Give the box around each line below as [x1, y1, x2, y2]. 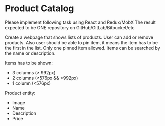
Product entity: [5, 90, 36, 96]
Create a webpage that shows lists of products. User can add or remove [5, 34, 154, 40]
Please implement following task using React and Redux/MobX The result [5, 19, 156, 25]
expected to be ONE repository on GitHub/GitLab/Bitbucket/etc [5, 24, 135, 30]
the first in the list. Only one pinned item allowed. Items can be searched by [5, 45, 160, 51]
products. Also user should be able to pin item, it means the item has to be [5, 39, 158, 45]
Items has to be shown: [5, 60, 53, 66]
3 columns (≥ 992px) [12, 69, 56, 75]
